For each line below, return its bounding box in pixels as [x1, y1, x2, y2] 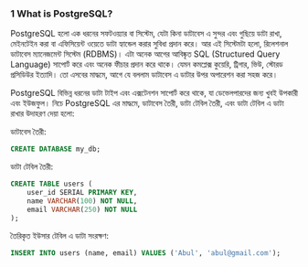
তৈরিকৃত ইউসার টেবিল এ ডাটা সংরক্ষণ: [10, 230, 109, 240]
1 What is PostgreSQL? [10, 7, 113, 20]
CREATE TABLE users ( [10, 179, 93, 189]
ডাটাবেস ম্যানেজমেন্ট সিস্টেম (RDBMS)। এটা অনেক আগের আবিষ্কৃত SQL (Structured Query [10, 48, 281, 59]
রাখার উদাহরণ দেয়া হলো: [10, 108, 75, 119]
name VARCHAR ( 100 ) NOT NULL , [27, 196, 138, 206]
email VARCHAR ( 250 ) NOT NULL [27, 205, 138, 214]
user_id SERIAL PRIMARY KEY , [27, 188, 138, 198]
